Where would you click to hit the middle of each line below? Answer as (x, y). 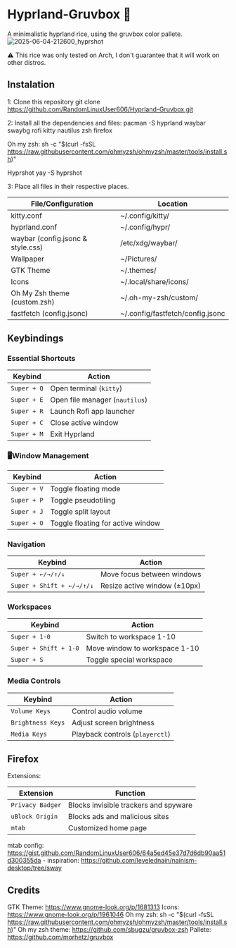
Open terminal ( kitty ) (86, 388)
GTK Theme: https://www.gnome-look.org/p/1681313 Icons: (93, 907)
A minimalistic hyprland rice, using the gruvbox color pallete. (95, 34)
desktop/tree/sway (34, 868)
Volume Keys (31, 711)
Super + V (27, 488)
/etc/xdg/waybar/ (149, 242)
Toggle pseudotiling (83, 500)
